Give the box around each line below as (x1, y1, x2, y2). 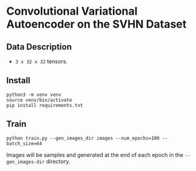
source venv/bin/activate (6, 96, 72, 103)
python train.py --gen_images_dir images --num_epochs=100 (6, 135, 160, 141)
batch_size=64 (6, 140, 43, 147)
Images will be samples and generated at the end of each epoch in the (6, 151, 184, 158)
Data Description (6, 42, 72, 52)
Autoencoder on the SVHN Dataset (6, 17, 187, 31)
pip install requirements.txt (6, 102, 84, 108)
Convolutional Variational (6, 4, 138, 18)
